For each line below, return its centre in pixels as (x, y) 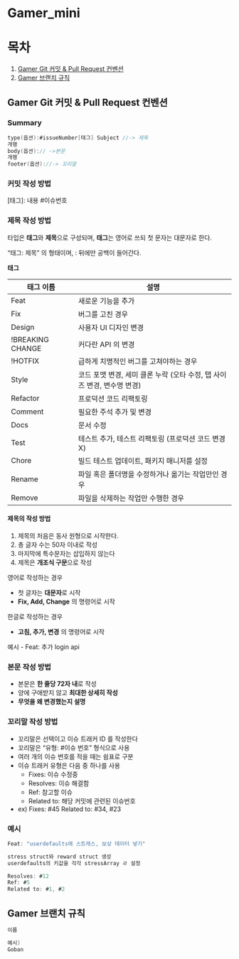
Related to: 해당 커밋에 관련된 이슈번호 (82, 800)
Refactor (25, 398)
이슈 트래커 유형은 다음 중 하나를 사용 (69, 765)
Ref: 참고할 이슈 (51, 792)
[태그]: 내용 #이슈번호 (37, 200)
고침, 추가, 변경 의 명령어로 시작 (61, 631)
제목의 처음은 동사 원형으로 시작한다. (68, 535)
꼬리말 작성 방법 (33, 722)
